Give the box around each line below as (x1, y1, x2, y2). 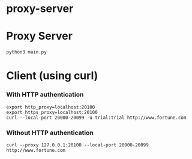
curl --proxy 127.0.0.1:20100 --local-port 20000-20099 (6, 142, 149, 148)
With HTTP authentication (6, 91, 84, 99)
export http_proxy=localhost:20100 (6, 104, 95, 110)
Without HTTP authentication (6, 128, 94, 137)
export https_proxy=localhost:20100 (6, 109, 98, 115)
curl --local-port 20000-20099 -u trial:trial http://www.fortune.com (6, 115, 187, 121)
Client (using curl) (6, 69, 98, 83)
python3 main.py (6, 49, 47, 55)
